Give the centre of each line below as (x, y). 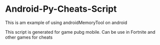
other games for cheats (29, 37)
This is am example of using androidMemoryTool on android (66, 22)
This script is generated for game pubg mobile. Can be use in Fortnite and (80, 32)
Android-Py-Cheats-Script (61, 9)
